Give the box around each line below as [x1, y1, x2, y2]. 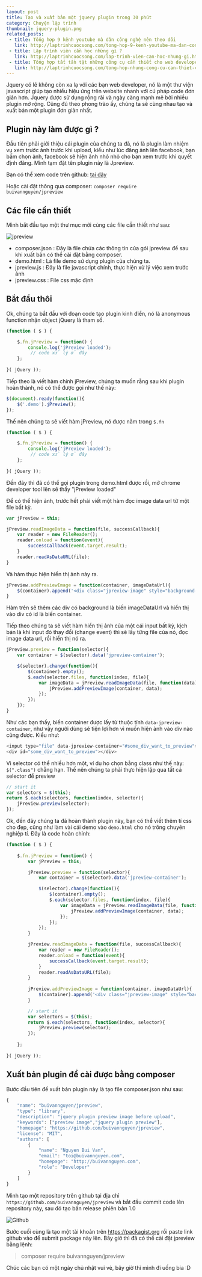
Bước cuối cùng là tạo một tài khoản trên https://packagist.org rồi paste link [6, 1228, 193, 1235]
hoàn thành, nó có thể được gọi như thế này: [6, 384, 116, 391]
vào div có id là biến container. [6, 611, 82, 618]
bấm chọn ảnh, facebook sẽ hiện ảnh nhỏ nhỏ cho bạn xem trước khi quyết [6, 153, 192, 160]
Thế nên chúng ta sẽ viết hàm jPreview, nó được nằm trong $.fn [6, 417, 164, 425]
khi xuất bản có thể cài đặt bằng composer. [14, 251, 123, 258]
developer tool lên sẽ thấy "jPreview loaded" [6, 485, 117, 493]
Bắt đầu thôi [6, 294, 52, 304]
